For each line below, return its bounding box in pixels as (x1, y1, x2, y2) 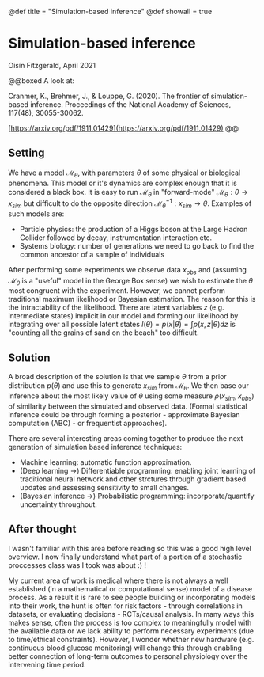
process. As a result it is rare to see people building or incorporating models (8, 592, 255, 602)
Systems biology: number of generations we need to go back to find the (19, 241, 255, 250)
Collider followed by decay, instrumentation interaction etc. (19, 233, 212, 242)
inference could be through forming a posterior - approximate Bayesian (8, 409, 240, 419)
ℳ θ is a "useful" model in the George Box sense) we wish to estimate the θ (8, 276, 253, 287)
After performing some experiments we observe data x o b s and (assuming (8, 264, 247, 276)
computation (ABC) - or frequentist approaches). (8, 418, 168, 428)
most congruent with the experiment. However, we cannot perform (8, 286, 225, 295)
